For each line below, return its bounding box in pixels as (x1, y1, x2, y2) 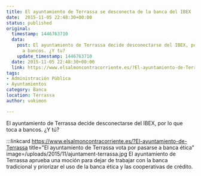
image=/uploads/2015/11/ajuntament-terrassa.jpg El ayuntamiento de (6, 150, 176, 157)
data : (11, 37, 26, 43)
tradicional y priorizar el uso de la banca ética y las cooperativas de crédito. (6, 163, 193, 170)
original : (6, 25, 31, 32)
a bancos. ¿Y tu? (22, 48, 66, 54)
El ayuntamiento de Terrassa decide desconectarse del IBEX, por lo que (6, 119, 184, 126)
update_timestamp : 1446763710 (17, 53, 93, 59)
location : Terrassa (6, 92, 55, 98)
